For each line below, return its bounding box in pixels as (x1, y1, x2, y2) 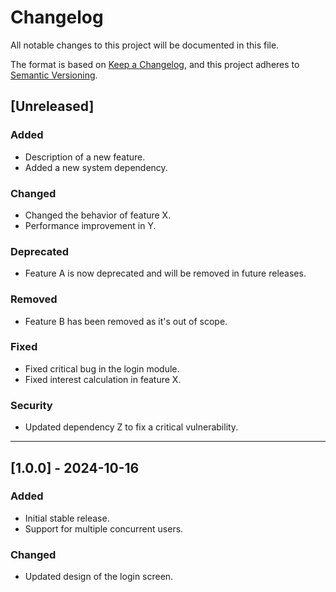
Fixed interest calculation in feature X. (24, 373, 182, 385)
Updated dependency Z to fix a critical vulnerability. (24, 421, 239, 433)
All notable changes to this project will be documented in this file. (10, 39, 280, 51)
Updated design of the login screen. (24, 571, 174, 583)
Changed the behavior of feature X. (24, 209, 172, 221)
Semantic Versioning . (10, 69, 98, 81)
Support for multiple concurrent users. (24, 522, 184, 535)
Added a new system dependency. (24, 161, 168, 173)
